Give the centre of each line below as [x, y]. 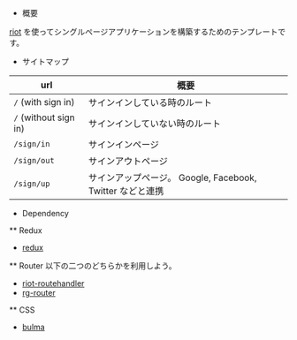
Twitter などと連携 [126, 191]
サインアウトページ [128, 161]
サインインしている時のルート [150, 102]
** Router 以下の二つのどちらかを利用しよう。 [93, 266]
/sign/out [34, 160]
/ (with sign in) [44, 102]
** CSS [22, 310]
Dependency [45, 213]
